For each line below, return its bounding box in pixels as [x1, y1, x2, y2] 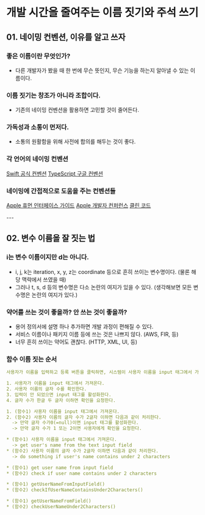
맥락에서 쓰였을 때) [21, 276, 67, 283]
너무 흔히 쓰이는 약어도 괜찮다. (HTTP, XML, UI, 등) [15, 338, 138, 346]
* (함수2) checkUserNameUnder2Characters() [6, 504, 116, 510]
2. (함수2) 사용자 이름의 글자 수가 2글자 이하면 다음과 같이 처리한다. [6, 414, 162, 420]
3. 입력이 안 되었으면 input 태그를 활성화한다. [6, 391, 112, 398]
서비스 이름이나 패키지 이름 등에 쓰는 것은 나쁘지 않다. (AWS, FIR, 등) [15, 331, 179, 338]
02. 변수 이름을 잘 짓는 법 [6, 233, 96, 243]
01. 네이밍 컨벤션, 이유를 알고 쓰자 [6, 32, 126, 42]
